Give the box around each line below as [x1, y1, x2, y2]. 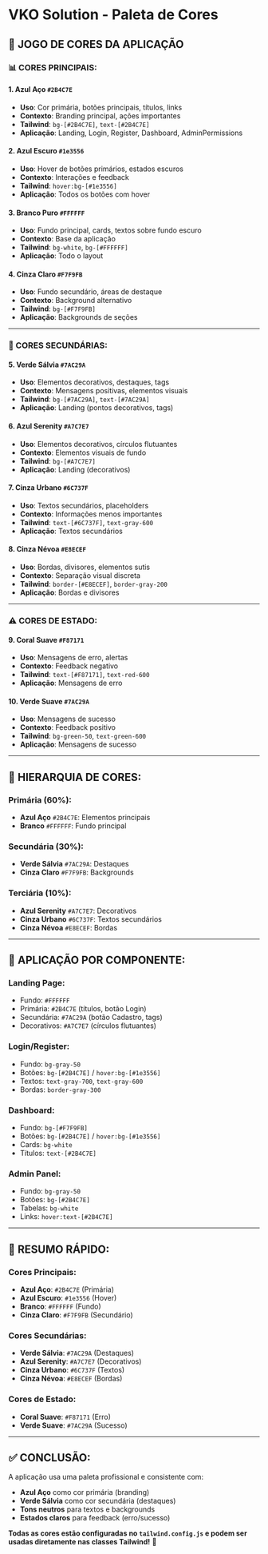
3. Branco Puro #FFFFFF [8, 208, 85, 217]
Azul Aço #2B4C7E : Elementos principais [19, 813, 151, 823]
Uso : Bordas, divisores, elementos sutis [19, 562, 151, 572]
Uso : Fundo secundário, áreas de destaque [19, 287, 163, 297]
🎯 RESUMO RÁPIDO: [8, 1242, 110, 1256]
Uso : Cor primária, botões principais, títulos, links [19, 102, 183, 112]
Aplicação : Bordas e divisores [19, 588, 120, 597]
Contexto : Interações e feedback [19, 172, 130, 181]
